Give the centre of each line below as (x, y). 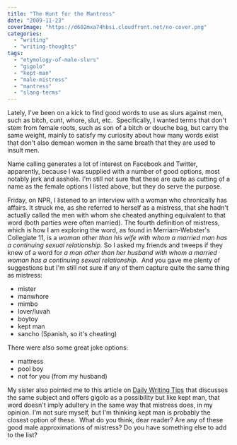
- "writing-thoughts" (46, 47)
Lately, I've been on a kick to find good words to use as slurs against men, (115, 113)
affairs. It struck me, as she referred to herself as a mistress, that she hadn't (118, 208)
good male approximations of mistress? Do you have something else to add (117, 427)
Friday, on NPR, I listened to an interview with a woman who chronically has (117, 200)
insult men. (24, 150)
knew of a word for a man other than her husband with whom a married (112, 253)
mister (27, 289)
